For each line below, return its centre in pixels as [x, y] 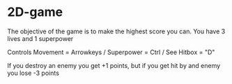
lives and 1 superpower [40, 38]
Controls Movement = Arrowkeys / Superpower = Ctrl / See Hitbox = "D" [111, 52]
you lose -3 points [33, 73]
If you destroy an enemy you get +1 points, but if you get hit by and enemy [114, 65]
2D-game [35, 12]
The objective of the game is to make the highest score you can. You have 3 [116, 31]
